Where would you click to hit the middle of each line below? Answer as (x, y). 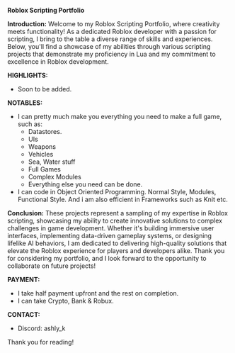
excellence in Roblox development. (58, 62)
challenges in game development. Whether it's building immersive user (111, 228)
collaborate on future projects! (52, 266)
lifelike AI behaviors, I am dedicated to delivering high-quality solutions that (117, 243)
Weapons (42, 147)
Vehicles (41, 154)
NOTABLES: (25, 103)
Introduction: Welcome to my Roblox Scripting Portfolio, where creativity (114, 24)
